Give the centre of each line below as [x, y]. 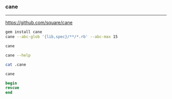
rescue [12, 88]
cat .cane [16, 65]
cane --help [18, 55]
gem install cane [24, 32]
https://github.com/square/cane [39, 23]
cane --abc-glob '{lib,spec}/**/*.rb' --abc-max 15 [61, 37]
